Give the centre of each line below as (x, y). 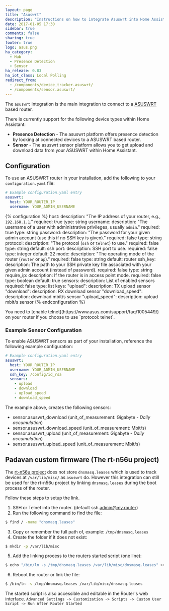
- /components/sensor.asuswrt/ (43, 89)
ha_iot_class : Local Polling (36, 76)
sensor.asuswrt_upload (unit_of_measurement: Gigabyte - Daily (78, 433)
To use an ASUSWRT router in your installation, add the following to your (80, 178)
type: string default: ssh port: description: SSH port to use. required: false (81, 248)
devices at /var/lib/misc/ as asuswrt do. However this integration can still (82, 477)
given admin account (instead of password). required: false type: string (79, 269)
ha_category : (19, 52)
